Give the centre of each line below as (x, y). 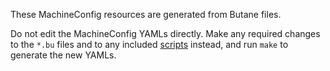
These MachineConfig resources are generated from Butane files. (146, 14)
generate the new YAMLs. (63, 55)
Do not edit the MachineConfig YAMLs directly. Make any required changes (165, 33)
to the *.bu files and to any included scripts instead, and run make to (149, 44)
